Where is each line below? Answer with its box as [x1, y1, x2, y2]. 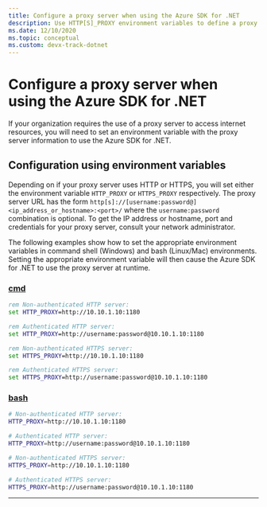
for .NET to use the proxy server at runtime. [8, 263, 151, 272]
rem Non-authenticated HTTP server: [8, 301, 130, 309]
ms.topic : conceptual [8, 33, 80, 42]
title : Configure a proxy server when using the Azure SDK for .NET [8, 11, 240, 20]
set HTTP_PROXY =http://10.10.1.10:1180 [8, 308, 141, 317]
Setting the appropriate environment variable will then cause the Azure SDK [8, 254, 256, 263]
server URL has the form [8, 197, 89, 206]
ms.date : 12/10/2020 [8, 26, 77, 34]
